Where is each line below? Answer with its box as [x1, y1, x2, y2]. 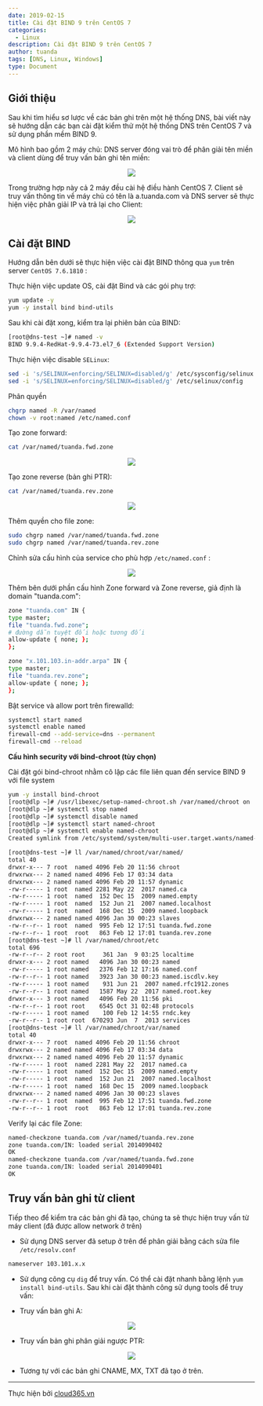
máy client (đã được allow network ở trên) [8, 1221, 142, 1230]
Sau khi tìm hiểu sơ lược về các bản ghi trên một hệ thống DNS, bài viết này [8, 112, 251, 122]
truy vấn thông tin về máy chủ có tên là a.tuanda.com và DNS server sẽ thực [8, 191, 254, 200]
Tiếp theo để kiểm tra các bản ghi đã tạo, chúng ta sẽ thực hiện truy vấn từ [8, 1213, 250, 1222]
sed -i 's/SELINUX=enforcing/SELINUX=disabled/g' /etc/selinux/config [8, 377, 243, 385]
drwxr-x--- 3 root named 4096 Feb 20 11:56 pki [8, 994, 174, 1002]
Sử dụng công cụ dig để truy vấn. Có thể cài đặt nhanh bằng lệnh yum [19, 1274, 243, 1283]
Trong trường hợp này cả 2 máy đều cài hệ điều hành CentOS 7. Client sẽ [8, 182, 243, 192]
